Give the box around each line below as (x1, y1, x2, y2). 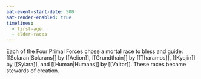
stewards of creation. (6, 67, 59, 74)
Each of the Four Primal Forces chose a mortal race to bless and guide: (6, 48, 183, 55)
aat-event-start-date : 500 (6, 8, 74, 15)
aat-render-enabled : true (6, 14, 71, 21)
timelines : (6, 20, 34, 26)
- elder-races (12, 31, 47, 37)
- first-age (12, 25, 42, 32)
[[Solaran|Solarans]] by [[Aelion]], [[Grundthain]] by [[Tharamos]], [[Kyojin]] (6, 54, 196, 62)
